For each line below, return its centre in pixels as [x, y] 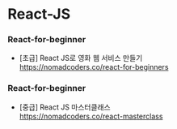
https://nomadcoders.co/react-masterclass [91, 116]
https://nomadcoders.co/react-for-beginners [94, 67]
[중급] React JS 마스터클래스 [65, 107]
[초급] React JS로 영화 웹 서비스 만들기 [81, 58]
